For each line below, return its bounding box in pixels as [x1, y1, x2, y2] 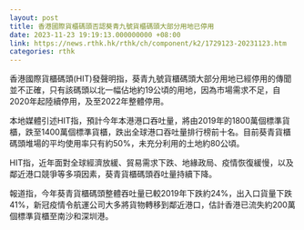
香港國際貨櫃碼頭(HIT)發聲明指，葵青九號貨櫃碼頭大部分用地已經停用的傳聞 [9, 74, 292, 85]
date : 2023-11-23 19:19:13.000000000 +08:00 [9, 30, 181, 39]
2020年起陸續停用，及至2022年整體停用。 [9, 96, 169, 107]
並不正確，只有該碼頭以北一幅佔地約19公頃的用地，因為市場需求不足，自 [9, 85, 281, 95]
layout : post [9, 13, 59, 23]
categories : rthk [9, 47, 76, 56]
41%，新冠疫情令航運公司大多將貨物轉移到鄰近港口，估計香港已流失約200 [9, 199, 289, 210]
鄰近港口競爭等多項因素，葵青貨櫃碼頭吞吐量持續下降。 [9, 169, 217, 180]
